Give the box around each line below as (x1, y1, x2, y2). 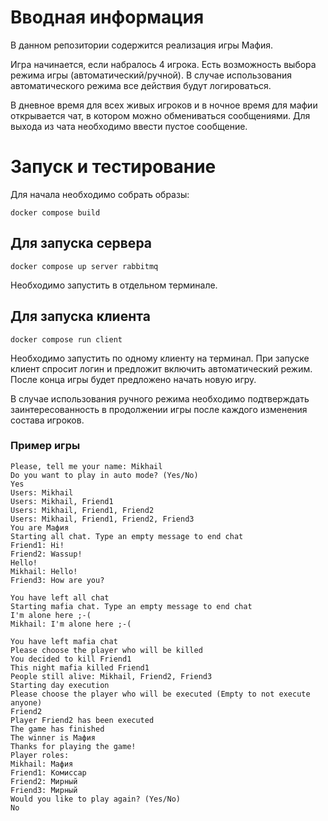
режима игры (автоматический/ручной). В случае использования (10, 69, 292, 81)
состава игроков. (10, 414, 85, 426)
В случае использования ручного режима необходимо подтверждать (10, 392, 310, 405)
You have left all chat (10, 592, 110, 603)
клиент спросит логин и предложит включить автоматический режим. (10, 362, 313, 375)
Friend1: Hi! (10, 540, 65, 550)
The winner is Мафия (10, 732, 97, 743)
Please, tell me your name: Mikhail (10, 461, 163, 471)
